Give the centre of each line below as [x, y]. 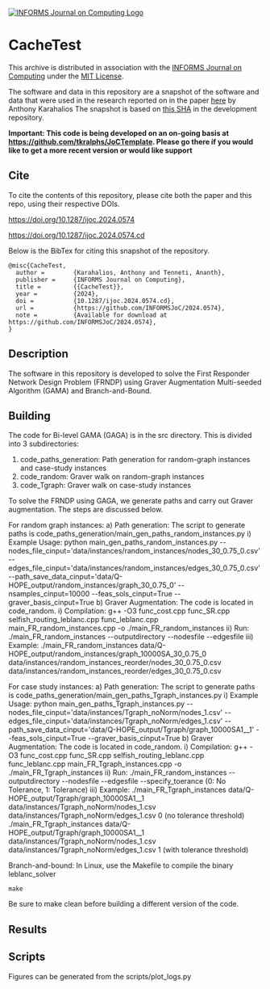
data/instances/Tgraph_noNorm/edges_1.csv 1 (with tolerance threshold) [129, 850]
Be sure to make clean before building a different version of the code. [124, 904]
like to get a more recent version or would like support [100, 150]
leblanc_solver [32, 874]
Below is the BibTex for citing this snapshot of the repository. [109, 250]
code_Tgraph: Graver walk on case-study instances [106, 486]
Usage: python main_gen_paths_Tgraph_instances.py [97, 704]
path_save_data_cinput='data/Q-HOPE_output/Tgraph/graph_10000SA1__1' [131, 730]
